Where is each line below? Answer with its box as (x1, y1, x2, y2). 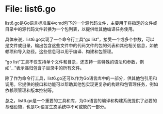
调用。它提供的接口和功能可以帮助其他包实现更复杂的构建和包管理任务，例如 (5, 81, 158, 87)
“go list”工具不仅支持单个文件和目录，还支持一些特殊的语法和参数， (5, 59, 140, 65)
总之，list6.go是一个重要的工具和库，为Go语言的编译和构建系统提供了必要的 (5, 98, 157, 103)
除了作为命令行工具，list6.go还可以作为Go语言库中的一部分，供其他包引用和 (5, 75, 157, 81)
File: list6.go (5, 3, 56, 15)
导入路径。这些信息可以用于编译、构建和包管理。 (17, 49, 115, 54)
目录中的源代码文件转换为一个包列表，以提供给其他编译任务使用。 (5, 26, 137, 32)
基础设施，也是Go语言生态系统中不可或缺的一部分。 (5, 103, 109, 110)
